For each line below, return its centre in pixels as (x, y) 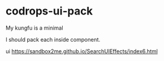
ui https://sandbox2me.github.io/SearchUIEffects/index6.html (82, 51)
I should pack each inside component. (53, 39)
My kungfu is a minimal (35, 28)
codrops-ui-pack (49, 11)
